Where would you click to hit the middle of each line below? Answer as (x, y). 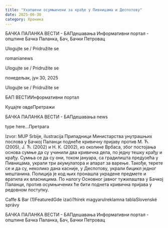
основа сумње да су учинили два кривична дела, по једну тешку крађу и (84, 153)
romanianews (19, 58)
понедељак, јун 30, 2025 (32, 78)
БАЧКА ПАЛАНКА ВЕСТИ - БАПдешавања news (56, 117)
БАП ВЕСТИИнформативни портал (42, 97)
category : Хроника (24, 19)
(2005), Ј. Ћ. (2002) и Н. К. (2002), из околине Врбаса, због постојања (81, 147)
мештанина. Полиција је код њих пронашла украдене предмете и (76, 174)
